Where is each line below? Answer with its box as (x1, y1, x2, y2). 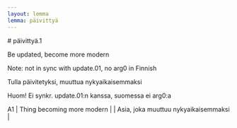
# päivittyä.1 (7, 36, 42, 45)
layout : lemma (7, 10, 50, 18)
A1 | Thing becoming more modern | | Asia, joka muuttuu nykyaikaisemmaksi (7, 105, 230, 113)
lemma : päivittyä (7, 17, 59, 24)
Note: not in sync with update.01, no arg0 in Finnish (7, 64, 157, 72)
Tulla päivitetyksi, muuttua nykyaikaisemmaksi (7, 77, 143, 86)
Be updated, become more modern (7, 50, 110, 59)
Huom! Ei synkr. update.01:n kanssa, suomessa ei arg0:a (7, 91, 172, 100)
